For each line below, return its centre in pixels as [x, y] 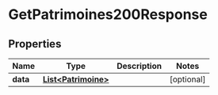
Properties [35, 44]
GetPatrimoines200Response [108, 15]
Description [140, 66]
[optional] [187, 79]
